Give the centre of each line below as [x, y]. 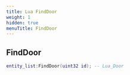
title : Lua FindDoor [32, 12]
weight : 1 [18, 17]
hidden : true [22, 23]
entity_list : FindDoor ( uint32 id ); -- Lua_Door [65, 66]
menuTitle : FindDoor [32, 28]
